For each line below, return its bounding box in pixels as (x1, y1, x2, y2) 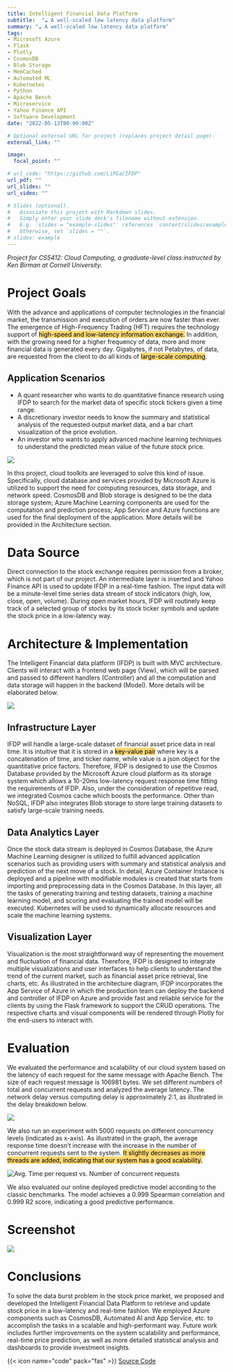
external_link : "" (7, 139, 60, 146)
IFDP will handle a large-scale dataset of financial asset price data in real (7, 740, 216, 748)
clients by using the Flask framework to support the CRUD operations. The (7, 1001, 220, 1009)
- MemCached (7, 68, 42, 75)
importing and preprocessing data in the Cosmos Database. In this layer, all (7, 882, 222, 890)
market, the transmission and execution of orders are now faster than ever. (7, 315, 221, 323)
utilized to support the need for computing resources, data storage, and (7, 483, 212, 492)
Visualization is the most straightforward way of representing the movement (7, 950, 224, 958)
